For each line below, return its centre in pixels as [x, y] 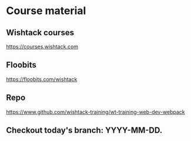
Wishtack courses [40, 33]
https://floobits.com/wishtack [42, 79]
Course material [46, 11]
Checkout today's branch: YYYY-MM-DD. [84, 130]
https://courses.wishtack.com [42, 46]
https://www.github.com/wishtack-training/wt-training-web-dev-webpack [95, 112]
